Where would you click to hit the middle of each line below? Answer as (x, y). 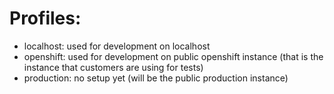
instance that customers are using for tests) (113, 67)
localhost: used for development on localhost (117, 46)
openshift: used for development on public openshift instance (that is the (173, 56)
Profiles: (45, 18)
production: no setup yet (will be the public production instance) (156, 78)
